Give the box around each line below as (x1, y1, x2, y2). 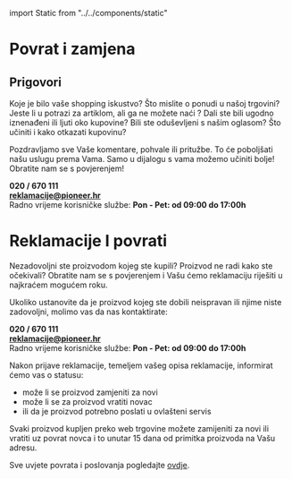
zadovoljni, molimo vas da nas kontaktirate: (9, 306, 168, 317)
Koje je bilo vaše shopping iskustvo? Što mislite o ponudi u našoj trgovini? (9, 98, 280, 108)
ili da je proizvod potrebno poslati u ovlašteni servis (21, 406, 212, 416)
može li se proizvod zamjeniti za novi (21, 387, 158, 398)
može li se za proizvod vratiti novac (21, 396, 154, 406)
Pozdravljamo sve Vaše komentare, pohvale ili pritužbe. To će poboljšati (9, 144, 274, 155)
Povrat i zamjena (9, 39, 136, 59)
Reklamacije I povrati (9, 231, 168, 252)
